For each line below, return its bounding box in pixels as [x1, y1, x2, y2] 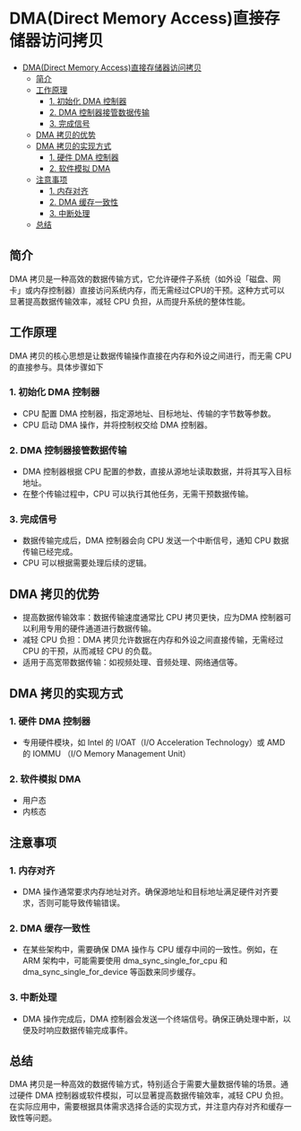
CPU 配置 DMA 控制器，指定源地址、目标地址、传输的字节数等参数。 [21, 408, 276, 418]
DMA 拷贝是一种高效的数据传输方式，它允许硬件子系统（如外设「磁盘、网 [9, 273, 281, 284]
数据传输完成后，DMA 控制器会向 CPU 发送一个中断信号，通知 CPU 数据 [21, 535, 289, 546]
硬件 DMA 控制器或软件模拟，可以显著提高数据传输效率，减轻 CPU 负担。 [16, 1090, 288, 1100]
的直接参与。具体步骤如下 [9, 361, 104, 373]
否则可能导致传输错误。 [38, 897, 125, 907]
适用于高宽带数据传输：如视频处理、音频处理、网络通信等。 [21, 657, 243, 668]
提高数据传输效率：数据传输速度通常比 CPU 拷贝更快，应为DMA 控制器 [21, 612, 284, 623]
